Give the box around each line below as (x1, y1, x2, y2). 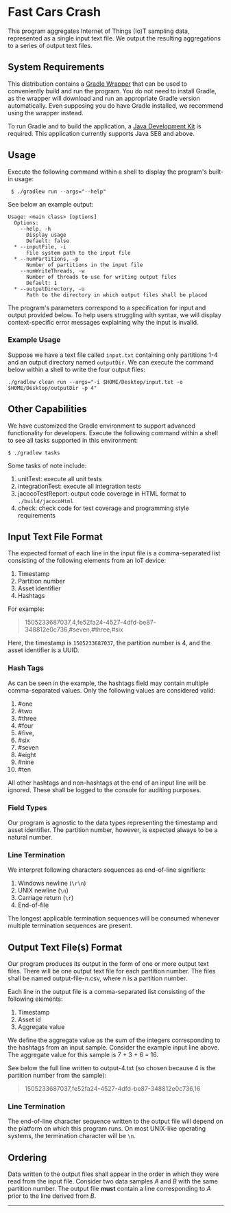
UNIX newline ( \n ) (17, 886, 69, 894)
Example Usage (8, 335, 61, 345)
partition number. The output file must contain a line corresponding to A (8, 1185, 211, 1193)
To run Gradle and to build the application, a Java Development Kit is (8, 122, 202, 130)
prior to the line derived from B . (8, 1192, 97, 1200)
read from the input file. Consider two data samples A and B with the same (8, 1177, 219, 1186)
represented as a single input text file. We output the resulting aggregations (8, 34, 221, 42)
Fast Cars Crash (8, 4, 101, 20)
